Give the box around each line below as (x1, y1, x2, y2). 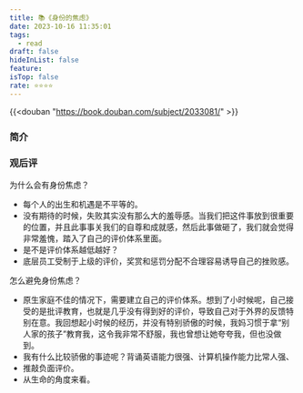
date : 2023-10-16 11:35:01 (9, 22, 112, 31)
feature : (9, 65, 43, 74)
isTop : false (9, 73, 59, 82)
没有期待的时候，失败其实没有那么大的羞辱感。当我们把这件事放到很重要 (22, 210, 294, 221)
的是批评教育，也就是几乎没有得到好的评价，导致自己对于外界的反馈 (30, 306, 287, 317)
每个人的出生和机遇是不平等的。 (22, 198, 143, 209)
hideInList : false (9, 55, 79, 65)
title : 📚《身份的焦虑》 (9, 13, 93, 23)
